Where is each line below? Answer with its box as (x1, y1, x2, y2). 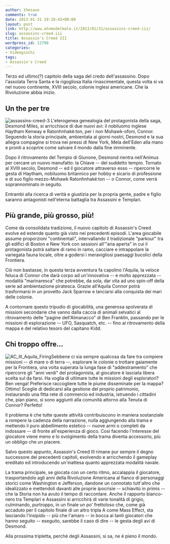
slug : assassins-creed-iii (5, 31, 62, 36)
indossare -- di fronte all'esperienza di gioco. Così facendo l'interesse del (5, 428, 159, 434)
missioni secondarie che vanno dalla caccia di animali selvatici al (5, 309, 141, 315)
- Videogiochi (5, 50, 36, 55)
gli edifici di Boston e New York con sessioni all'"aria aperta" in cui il (5, 241, 148, 247)
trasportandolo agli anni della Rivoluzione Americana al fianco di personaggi (5, 474, 164, 481)
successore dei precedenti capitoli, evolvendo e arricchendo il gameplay (5, 454, 157, 460)
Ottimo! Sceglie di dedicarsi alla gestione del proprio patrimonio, (5, 386, 140, 392)
